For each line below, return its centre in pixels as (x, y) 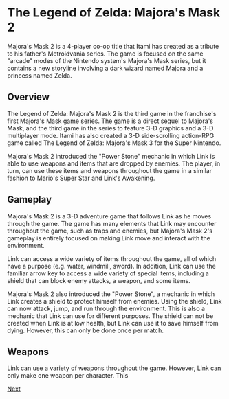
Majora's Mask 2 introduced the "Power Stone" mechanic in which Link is (111, 156)
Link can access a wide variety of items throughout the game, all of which (112, 258)
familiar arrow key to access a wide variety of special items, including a (108, 273)
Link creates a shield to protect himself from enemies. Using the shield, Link (115, 301)
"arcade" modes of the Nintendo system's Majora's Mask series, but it (107, 60)
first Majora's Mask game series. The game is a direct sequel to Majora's (110, 121)
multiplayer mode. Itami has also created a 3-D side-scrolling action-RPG (111, 135)
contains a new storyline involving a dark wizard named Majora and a (105, 68)
